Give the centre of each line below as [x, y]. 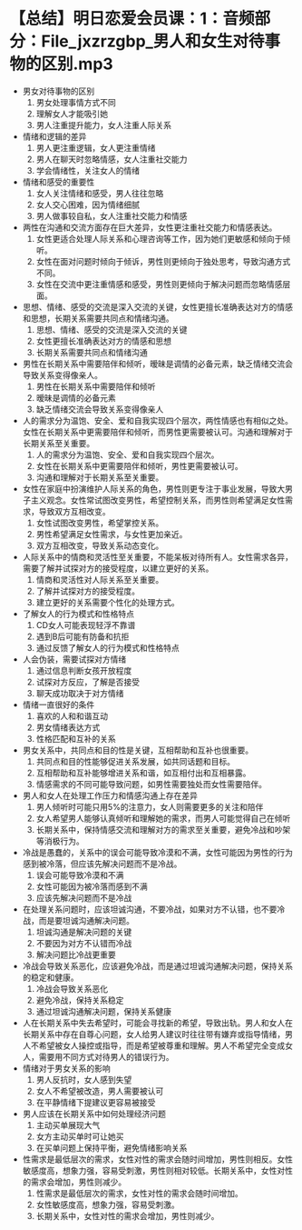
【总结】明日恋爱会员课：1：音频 [132, 19]
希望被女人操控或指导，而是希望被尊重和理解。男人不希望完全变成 [162, 1045]
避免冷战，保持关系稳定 [80, 1000]
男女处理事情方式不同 [76, 102]
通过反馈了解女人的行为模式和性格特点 [107, 647]
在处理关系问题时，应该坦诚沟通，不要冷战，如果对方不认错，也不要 [150, 909]
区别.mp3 [77, 64]
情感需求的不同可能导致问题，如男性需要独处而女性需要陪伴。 [151, 784]
